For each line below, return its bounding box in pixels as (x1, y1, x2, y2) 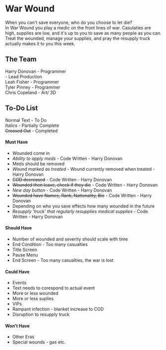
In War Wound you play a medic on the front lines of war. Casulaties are (5, 24, 151, 30)
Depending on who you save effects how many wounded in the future (12, 203, 155, 209)
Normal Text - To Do (5, 117, 47, 123)
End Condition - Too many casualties (12, 241, 88, 247)
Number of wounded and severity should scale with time (12, 236, 128, 242)
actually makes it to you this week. (5, 40, 75, 46)
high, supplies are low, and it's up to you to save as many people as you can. (5, 30, 162, 36)
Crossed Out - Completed (5, 127, 58, 133)
